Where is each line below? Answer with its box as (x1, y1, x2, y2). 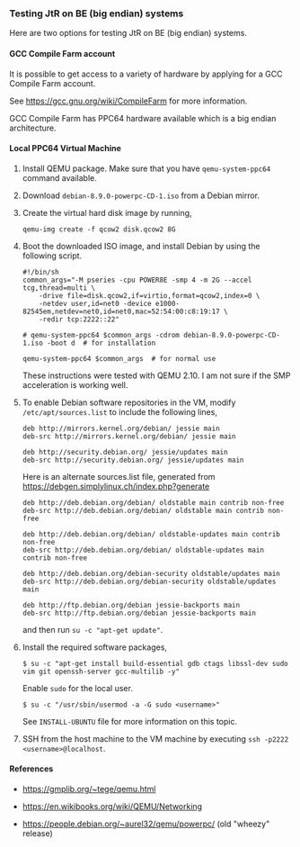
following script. (22, 250, 83, 261)
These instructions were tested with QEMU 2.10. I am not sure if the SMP (22, 370, 291, 381)
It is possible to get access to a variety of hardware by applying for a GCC (9, 68, 283, 79)
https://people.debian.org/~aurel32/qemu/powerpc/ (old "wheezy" (22, 818, 270, 829)
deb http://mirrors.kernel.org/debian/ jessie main (22, 424, 220, 433)
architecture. (9, 122, 57, 133)
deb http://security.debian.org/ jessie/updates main (22, 447, 228, 456)
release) (22, 827, 54, 839)
